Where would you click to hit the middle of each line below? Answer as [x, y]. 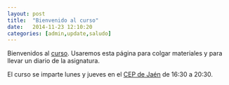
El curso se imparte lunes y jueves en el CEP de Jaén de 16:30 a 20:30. [110, 74]
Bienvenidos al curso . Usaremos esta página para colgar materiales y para [115, 53]
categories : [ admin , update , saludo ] [59, 33]
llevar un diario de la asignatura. [54, 61]
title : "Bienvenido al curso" [53, 20]
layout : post [26, 14]
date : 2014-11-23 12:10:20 [50, 27]
